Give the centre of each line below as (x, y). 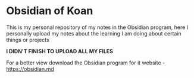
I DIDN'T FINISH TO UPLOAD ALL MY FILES (60, 51)
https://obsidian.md (30, 69)
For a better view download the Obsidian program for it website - (86, 63)
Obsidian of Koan (50, 11)
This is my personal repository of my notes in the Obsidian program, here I (97, 27)
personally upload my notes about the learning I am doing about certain (94, 33)
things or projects (28, 40)
